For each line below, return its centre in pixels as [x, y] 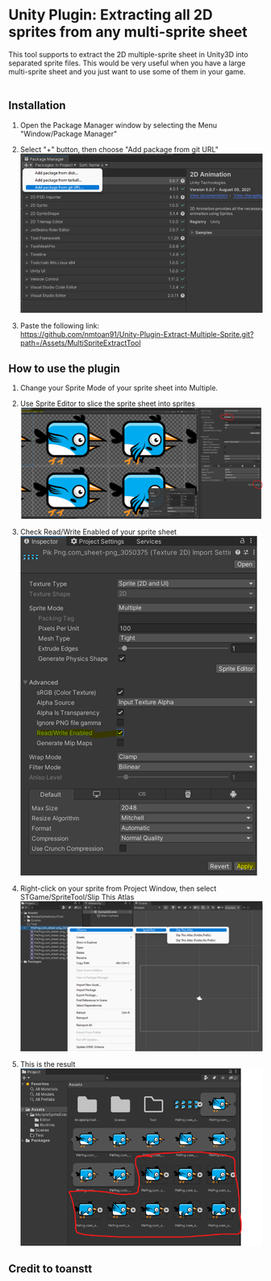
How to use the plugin [65, 368]
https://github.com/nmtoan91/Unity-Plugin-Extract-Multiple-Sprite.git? [137, 335]
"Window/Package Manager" [69, 133]
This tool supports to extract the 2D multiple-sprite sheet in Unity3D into [128, 54]
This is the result [48, 1064]
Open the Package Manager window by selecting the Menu [119, 125]
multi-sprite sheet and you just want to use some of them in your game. [127, 71]
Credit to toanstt [50, 1268]
